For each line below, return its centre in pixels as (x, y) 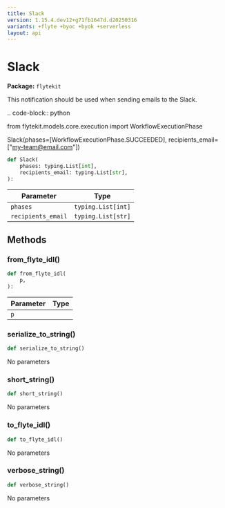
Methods (27, 240)
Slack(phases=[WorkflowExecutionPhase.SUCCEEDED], (87, 140)
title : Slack (26, 13)
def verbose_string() (38, 485)
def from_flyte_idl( (37, 274)
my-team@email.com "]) (46, 147)
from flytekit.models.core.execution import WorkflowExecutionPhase (105, 126)
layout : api (24, 33)
